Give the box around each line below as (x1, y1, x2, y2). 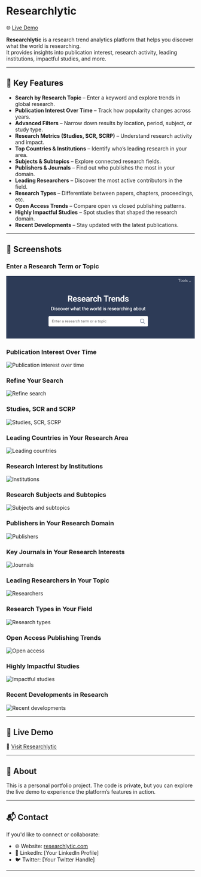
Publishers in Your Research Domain (6, 519, 114, 528)
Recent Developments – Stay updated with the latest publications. (14, 221, 179, 228)
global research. (14, 100, 56, 107)
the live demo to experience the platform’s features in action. (6, 788, 156, 796)
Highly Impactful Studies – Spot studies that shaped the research (14, 208, 178, 216)
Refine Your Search (6, 376, 64, 385)
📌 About (6, 766, 37, 776)
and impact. (14, 138, 45, 146)
